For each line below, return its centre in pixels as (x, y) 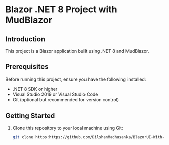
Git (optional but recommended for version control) (66, 99)
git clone (23, 137)
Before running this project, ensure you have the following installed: (76, 79)
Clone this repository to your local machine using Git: (68, 128)
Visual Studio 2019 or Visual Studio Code (55, 94)
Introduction (25, 39)
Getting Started (30, 116)
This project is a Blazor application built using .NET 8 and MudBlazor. (77, 51)
